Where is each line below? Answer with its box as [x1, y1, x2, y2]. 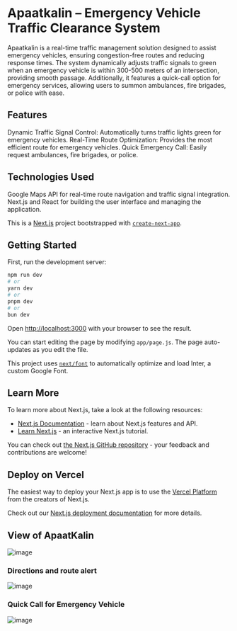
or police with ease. [7, 89, 65, 97]
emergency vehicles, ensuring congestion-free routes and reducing [7, 51, 205, 59]
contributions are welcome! [7, 448, 87, 457]
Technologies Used [7, 171, 94, 183]
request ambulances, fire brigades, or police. [7, 150, 139, 159]
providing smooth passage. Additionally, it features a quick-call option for [7, 73, 221, 82]
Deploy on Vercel [7, 469, 85, 481]
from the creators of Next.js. [7, 495, 90, 504]
